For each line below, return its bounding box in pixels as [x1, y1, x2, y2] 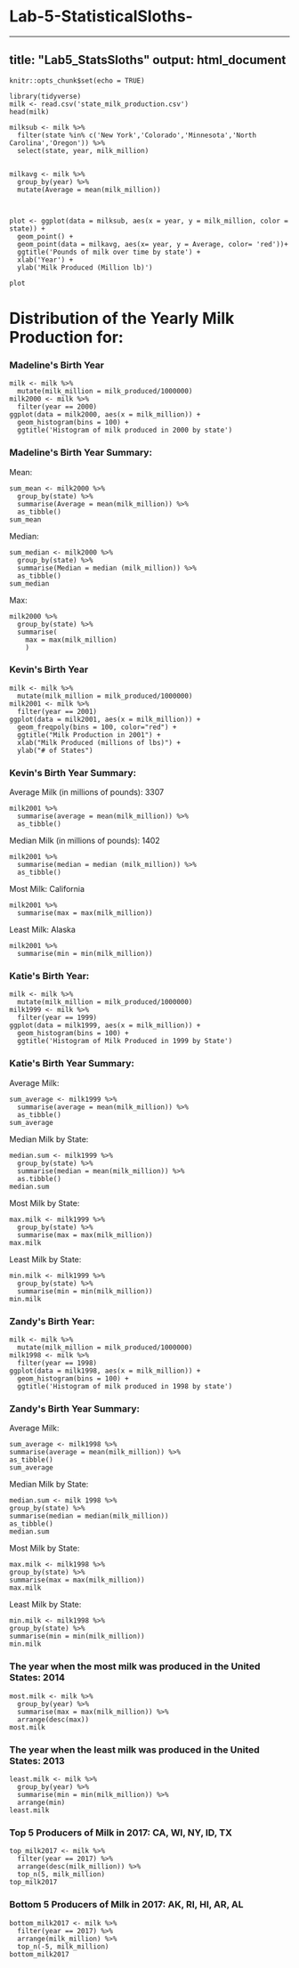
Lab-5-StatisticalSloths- [9, 6, 193, 27]
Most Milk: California [9, 884, 85, 895]
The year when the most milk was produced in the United [9, 1660, 261, 1672]
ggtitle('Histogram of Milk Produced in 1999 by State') [17, 1037, 233, 1046]
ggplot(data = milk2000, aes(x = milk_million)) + [9, 410, 201, 419]
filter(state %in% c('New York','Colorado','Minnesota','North [17, 131, 256, 140]
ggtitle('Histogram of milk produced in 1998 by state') [17, 1382, 233, 1391]
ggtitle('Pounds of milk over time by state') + [17, 247, 201, 256]
